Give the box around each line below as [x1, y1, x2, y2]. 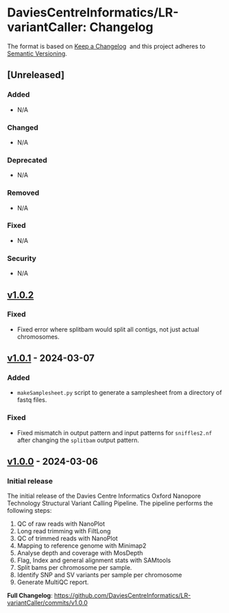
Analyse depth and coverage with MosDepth [16, 549, 143, 557]
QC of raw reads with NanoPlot [16, 520, 105, 528]
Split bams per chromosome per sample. [16, 564, 132, 572]
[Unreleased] [7, 69, 65, 81]
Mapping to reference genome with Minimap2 [16, 542, 147, 550]
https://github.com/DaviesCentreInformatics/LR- [53, 592, 191, 600]
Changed [7, 122, 39, 132]
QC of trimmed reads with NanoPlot [16, 534, 118, 543]
